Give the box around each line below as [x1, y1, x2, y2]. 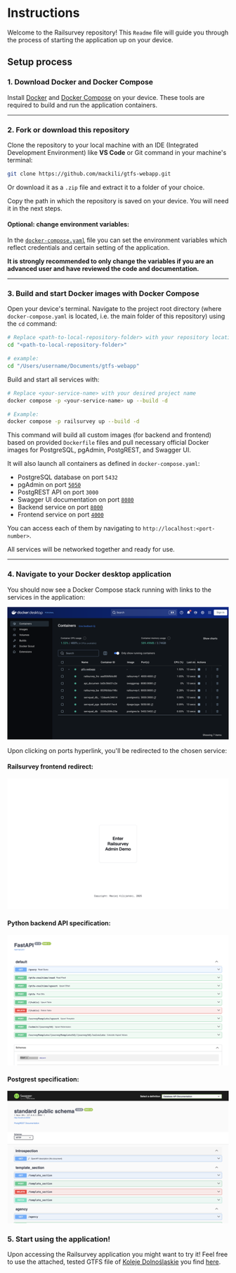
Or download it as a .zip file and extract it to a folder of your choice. [7, 183, 205, 191]
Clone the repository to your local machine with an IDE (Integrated [7, 141, 199, 149]
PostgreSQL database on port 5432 [17, 473, 118, 481]
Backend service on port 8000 [17, 503, 103, 512]
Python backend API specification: [7, 918, 111, 927]
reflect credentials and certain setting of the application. [7, 243, 170, 251]
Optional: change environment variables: [7, 220, 130, 229]
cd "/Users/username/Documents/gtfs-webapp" [7, 362, 140, 369]
